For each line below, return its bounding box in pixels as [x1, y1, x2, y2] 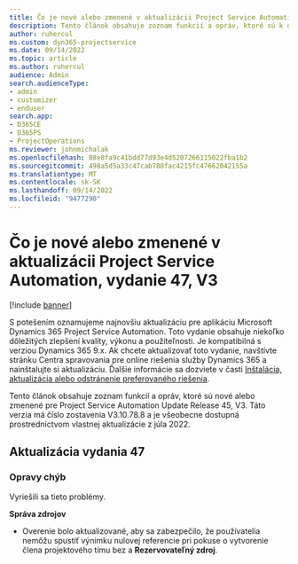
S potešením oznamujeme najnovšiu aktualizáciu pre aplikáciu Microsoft [9, 317, 273, 327]
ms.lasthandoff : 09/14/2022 [9, 186, 114, 195]
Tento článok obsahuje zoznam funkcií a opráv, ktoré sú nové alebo [9, 390, 255, 401]
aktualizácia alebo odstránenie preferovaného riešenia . [9, 373, 210, 384]
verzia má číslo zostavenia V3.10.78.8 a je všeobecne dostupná [9, 409, 239, 419]
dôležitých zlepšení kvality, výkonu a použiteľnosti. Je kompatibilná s [9, 335, 262, 346]
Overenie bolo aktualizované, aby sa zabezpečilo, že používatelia [21, 525, 261, 537]
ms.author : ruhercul [9, 63, 86, 72]
